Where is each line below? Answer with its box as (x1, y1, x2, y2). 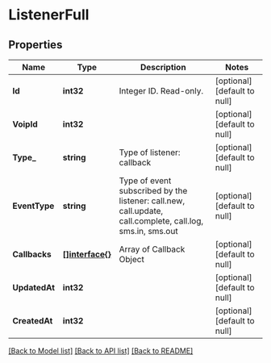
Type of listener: (119, 147, 181, 158)
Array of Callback (119, 244, 186, 255)
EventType (12, 200, 55, 211)
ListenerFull (8, 6, 90, 24)
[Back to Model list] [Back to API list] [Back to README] (8, 346, 194, 356)
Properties (8, 38, 63, 52)
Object (119, 254, 145, 265)
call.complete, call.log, (119, 215, 204, 227)
